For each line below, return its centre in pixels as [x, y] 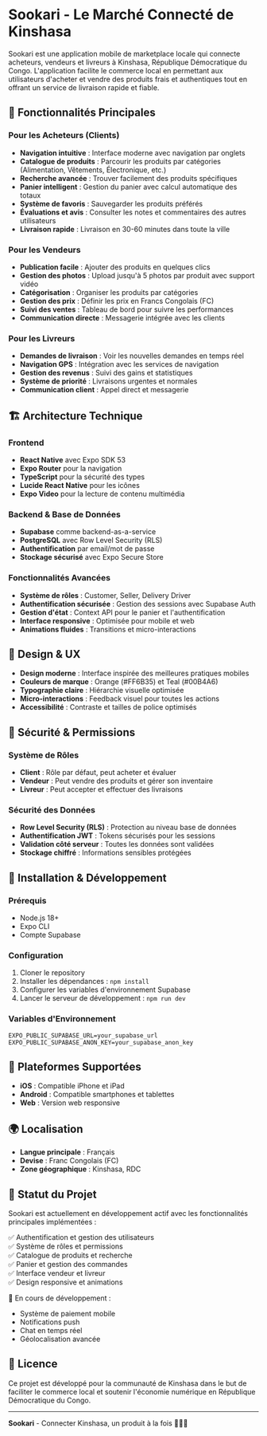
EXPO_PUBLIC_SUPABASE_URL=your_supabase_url [83, 1035]
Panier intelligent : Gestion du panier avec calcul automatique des [128, 187]
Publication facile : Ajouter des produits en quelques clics [115, 267]
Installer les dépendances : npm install [84, 982]
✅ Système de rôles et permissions [66, 1246]
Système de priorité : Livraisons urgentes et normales [108, 381]
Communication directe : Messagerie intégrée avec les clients [122, 317]
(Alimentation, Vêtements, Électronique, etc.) [93, 170]
